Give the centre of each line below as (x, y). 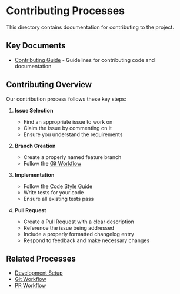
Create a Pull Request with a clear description (79, 222)
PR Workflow (30, 285)
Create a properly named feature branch (72, 157)
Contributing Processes (66, 11)
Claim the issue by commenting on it (67, 128)
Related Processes (41, 258)
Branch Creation (35, 146)
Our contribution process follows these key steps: (66, 99)
